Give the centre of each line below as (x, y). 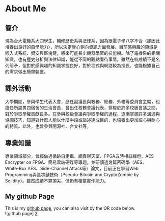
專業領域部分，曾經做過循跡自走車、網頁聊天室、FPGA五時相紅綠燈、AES (80, 156)
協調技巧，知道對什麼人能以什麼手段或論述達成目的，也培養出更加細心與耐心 (82, 120)
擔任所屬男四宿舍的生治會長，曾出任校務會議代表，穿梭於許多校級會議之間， (82, 108)
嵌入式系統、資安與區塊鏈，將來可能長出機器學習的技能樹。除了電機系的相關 (82, 53)
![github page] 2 (21, 214)
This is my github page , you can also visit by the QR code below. (70, 208)
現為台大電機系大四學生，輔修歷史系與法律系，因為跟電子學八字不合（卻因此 (82, 41)
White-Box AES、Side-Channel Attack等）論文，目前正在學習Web (72, 168)
